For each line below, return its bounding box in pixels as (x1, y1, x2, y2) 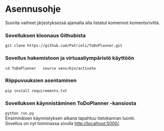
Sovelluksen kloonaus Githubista (5, 32, 86, 39)
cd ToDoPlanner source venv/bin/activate (5, 65, 96, 71)
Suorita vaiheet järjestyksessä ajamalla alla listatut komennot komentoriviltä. (5, 20, 160, 26)
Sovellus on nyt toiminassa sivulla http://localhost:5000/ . (5, 121, 120, 127)
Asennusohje (5, 3, 61, 15)
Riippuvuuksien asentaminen (5, 77, 77, 84)
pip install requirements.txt (5, 88, 68, 93)
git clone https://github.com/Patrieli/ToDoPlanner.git (5, 43, 123, 48)
